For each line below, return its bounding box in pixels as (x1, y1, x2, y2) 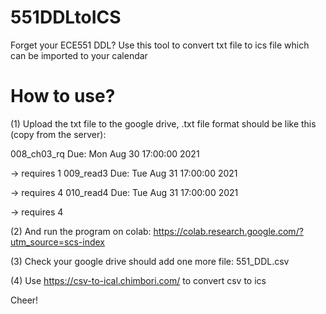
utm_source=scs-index (10, 236, 105, 248)
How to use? (10, 85, 116, 108)
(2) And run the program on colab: (10, 225, 152, 237)
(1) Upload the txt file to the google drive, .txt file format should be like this (10, 117, 317, 130)
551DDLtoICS (10, 6, 122, 29)
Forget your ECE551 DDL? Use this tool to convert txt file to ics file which (10, 39, 310, 51)
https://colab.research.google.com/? (153, 225, 304, 237)
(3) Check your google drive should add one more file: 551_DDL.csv (10, 255, 290, 267)
